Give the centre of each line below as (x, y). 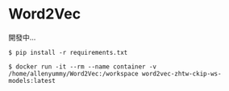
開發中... (22, 37)
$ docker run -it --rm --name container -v (83, 66)
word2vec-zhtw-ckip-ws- (181, 73)
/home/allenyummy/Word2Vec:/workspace (73, 73)
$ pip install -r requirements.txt (68, 52)
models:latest (32, 81)
